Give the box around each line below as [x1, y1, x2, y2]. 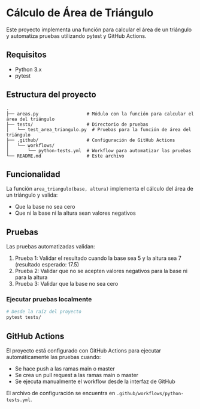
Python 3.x [14, 66, 42, 73]
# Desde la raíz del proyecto [6, 309, 82, 315]
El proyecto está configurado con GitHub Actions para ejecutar [6, 347, 162, 354]
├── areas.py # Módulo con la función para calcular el [6, 111, 195, 117]
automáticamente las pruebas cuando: [6, 354, 101, 361]
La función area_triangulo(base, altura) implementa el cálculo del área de [6, 185, 193, 192]
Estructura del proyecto [6, 90, 97, 100]
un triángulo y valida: [6, 191, 58, 198]
